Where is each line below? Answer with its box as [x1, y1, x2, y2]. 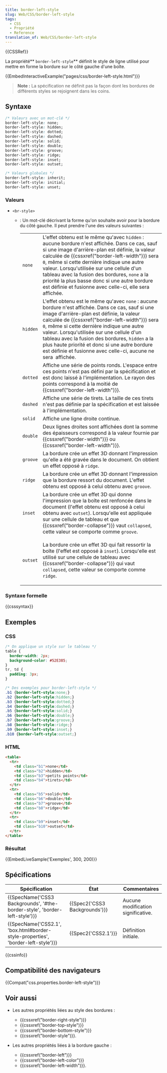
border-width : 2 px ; [9, 653, 50, 659]
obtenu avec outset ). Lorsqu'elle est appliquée [42, 510, 152, 517]
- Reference [9, 30, 35, 35]
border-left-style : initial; [5, 180, 66, 185]
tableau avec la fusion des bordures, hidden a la [42, 335, 154, 342]
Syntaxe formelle [5, 592, 48, 599]
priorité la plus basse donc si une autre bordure [42, 277, 153, 284]
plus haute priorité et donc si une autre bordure [42, 341, 153, 348]
